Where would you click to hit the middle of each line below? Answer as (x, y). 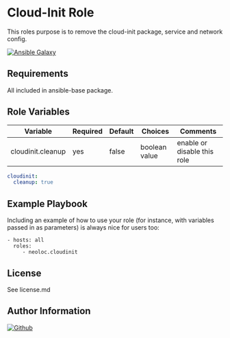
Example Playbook (47, 204)
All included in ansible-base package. (60, 90)
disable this (195, 151)
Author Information (49, 311)
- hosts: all (26, 240)
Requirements (38, 74)
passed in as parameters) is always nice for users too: (83, 228)
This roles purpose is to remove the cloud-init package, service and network (115, 32)
